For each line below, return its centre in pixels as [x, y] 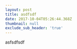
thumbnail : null [22, 24]
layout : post [19, 10]
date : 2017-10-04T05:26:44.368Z [38, 19]
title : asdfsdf [21, 14]
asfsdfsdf [15, 42]
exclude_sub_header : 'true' [34, 28]
